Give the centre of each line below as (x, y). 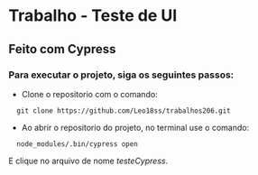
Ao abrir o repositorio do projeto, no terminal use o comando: (135, 127)
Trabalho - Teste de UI (93, 16)
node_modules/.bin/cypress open (78, 144)
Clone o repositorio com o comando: (90, 94)
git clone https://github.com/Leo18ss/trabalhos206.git (124, 111)
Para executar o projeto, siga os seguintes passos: (121, 75)
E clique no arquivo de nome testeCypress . (88, 161)
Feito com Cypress (62, 49)
